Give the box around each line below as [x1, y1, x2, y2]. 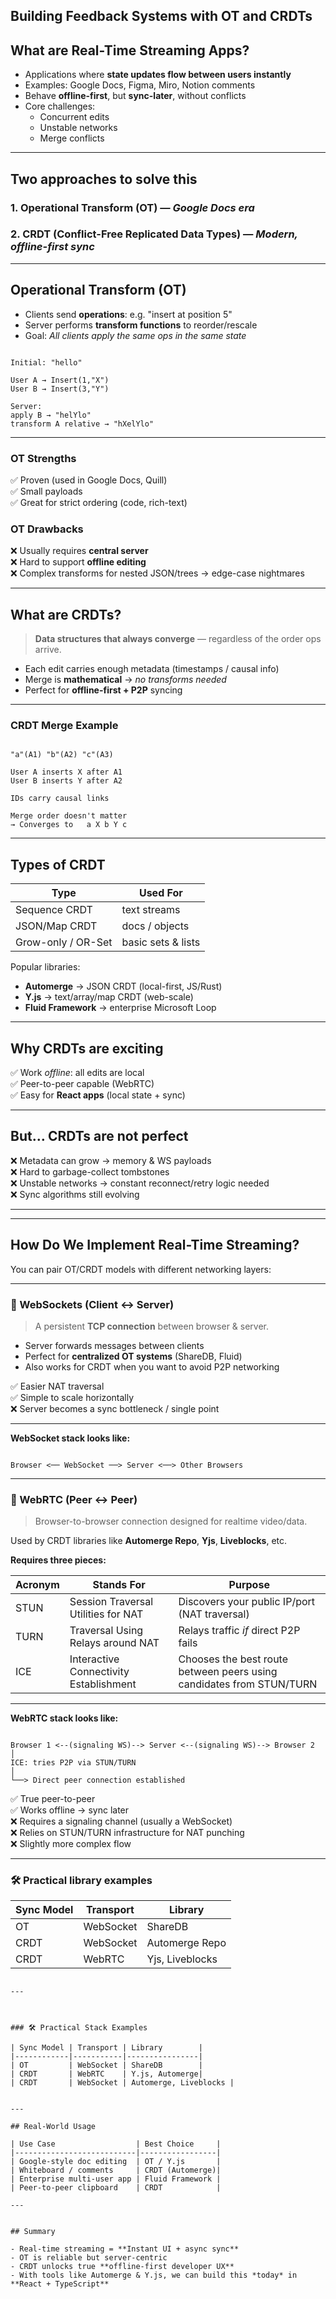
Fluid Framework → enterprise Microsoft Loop [24, 1002, 217, 1014]
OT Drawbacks [10, 522, 84, 536]
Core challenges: [24, 100, 96, 113]
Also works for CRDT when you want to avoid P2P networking [24, 1360, 280, 1373]
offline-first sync [10, 240, 95, 254]
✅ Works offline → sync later [10, 1804, 130, 1816]
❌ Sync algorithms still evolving [10, 1188, 140, 1200]
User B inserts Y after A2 [10, 776, 123, 786]
